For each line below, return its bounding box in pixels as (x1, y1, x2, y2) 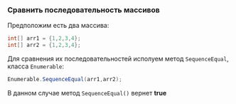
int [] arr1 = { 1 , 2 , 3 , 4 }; (7, 35, 81, 42)
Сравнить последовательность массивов (7, 5, 160, 15)
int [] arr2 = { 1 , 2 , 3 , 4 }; (7, 41, 81, 49)
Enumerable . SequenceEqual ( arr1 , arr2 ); (7, 76, 122, 83)
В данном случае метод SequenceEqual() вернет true (7, 88, 167, 97)
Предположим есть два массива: (7, 21, 109, 30)
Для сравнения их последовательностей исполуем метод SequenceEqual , (7, 55, 229, 63)
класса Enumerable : (7, 62, 65, 71)
